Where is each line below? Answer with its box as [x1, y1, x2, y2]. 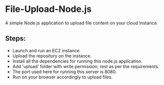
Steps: [5, 34, 26, 43]
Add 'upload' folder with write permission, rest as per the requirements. [12, 63, 160, 69]
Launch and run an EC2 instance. [12, 47, 81, 53]
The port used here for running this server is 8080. [12, 69, 117, 75]
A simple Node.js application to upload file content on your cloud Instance [5, 20, 157, 26]
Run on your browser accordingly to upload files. [12, 74, 113, 80]
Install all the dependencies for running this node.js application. [12, 58, 143, 64]
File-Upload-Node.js [5, 3, 92, 15]
